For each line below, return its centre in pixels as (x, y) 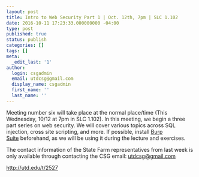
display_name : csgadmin (41, 85)
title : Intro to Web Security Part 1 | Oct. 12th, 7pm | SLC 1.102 (92, 17)
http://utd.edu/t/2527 (32, 167)
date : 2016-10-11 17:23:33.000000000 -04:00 (63, 23)
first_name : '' (31, 90)
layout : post (22, 12)
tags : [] (17, 51)
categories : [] (25, 46)
